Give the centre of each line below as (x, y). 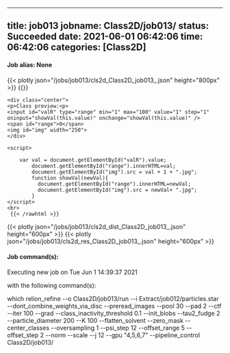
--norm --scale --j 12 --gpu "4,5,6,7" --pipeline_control (123, 335)
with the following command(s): (52, 285)
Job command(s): (33, 257)
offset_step (23, 335)
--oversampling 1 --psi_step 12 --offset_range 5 (118, 328)
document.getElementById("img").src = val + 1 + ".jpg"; (114, 172)
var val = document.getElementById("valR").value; (93, 160)
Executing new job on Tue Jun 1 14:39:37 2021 (73, 272)
